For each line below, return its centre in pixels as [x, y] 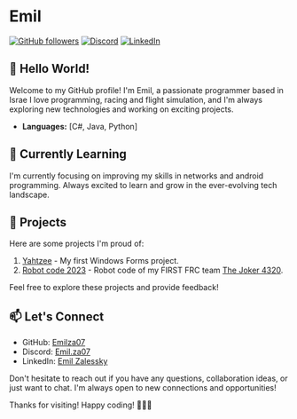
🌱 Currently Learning [68, 154]
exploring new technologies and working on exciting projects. [121, 109]
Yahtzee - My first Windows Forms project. [100, 261]
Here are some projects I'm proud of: [77, 244]
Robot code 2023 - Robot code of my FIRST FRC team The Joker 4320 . [152, 270]
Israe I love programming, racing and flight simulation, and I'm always [136, 99]
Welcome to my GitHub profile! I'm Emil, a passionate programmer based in [146, 90]
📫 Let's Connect [57, 316]
